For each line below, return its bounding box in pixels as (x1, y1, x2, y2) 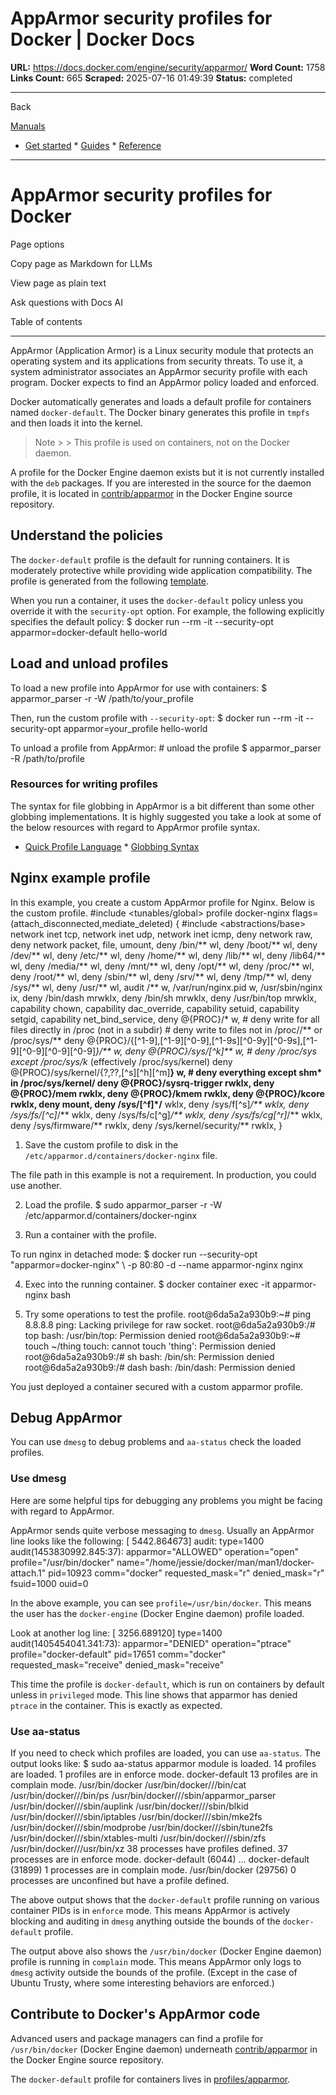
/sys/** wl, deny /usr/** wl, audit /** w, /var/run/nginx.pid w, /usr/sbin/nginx (10, 981, 323, 993)
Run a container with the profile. (24, 1228, 158, 1241)
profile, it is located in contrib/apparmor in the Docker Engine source (10, 487, 293, 499)
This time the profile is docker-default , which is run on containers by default (10, 1678, 325, 1690)
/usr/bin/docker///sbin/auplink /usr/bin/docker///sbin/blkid (10, 1800, 249, 1812)
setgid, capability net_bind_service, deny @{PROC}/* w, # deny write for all (10, 1013, 320, 1025)
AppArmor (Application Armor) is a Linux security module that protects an (10, 344, 314, 356)
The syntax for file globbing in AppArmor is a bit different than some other (10, 800, 315, 812)
